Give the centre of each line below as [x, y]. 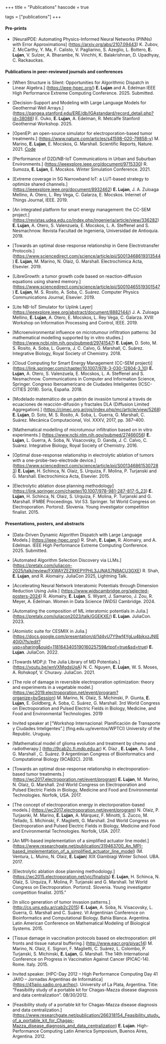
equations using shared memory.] [46, 282]
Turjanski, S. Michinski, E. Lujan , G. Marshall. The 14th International [81, 954]
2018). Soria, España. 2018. [55, 389]
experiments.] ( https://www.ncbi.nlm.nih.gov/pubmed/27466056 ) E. [81, 435]
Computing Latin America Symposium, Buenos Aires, [94, 1031]
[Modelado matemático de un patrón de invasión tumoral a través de [82, 399]
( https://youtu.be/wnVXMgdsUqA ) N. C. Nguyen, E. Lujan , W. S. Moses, [85, 667]
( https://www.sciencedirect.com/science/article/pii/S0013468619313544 [86, 256]
